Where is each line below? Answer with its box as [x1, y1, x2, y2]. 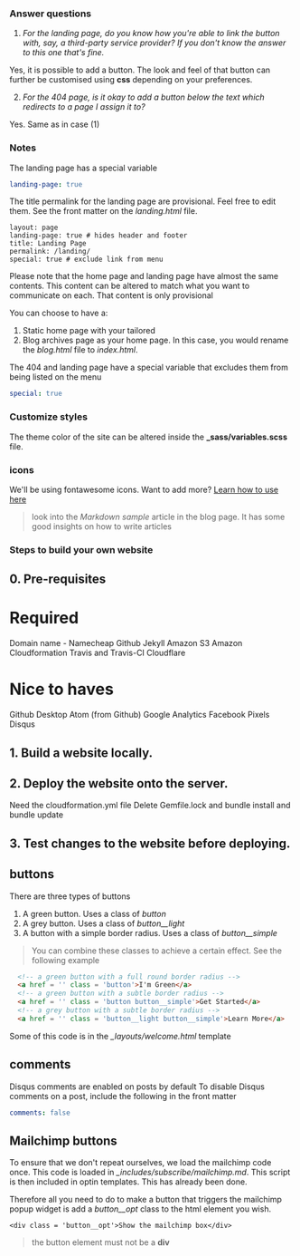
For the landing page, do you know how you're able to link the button [22, 28, 280, 39]
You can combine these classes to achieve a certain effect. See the [31, 945, 283, 956]
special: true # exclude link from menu [9, 255, 164, 265]
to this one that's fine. [22, 47, 105, 58]
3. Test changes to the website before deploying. [9, 836, 291, 851]
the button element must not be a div [31, 1237, 170, 1248]
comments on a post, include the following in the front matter [9, 1090, 237, 1101]
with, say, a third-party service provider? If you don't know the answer [22, 37, 286, 48]
